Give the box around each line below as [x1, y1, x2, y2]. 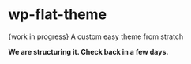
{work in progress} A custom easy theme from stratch [8, 32, 184, 41]
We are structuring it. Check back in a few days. [8, 47, 169, 56]
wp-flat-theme [8, 6, 107, 24]
